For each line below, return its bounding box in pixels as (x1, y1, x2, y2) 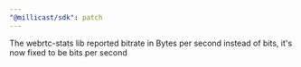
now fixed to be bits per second (9, 46, 128, 58)
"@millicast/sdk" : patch (9, 13, 103, 22)
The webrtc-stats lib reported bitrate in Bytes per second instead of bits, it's (9, 38, 293, 48)
